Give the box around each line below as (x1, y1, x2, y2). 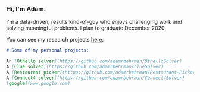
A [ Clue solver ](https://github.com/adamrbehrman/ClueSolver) (6, 64, 164, 70)
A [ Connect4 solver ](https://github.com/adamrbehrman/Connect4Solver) (6, 75, 185, 81)
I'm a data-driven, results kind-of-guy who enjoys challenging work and (6, 18, 183, 26)
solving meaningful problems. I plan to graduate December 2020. (6, 24, 167, 31)
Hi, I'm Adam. (6, 5, 46, 13)
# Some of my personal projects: (6, 47, 89, 53)
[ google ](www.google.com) (6, 80, 70, 86)
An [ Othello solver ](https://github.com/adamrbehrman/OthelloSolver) (6, 58, 183, 64)
